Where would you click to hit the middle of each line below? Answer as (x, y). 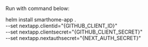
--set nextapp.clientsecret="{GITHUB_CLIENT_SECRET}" (74, 32)
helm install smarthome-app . (41, 19)
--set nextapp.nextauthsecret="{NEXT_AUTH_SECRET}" (73, 38)
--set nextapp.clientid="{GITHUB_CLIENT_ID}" (61, 26)
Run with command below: (37, 8)
